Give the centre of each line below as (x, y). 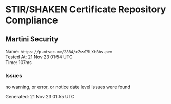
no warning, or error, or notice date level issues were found (68, 87)
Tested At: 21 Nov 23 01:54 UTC (39, 57)
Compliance (32, 20)
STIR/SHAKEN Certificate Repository (86, 9)
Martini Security (32, 39)
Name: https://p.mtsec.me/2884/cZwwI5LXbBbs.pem (59, 51)
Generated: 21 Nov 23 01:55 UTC (40, 97)
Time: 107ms (18, 62)
